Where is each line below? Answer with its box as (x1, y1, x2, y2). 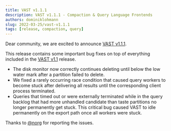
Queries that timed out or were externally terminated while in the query (12, 93, 163, 100)
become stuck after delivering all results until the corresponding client (12, 83, 161, 89)
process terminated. (12, 88, 55, 94)
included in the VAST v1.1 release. (5, 56, 76, 62)
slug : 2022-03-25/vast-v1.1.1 (5, 22, 70, 27)
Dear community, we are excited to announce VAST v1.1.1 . (5, 41, 127, 47)
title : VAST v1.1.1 (5, 7, 47, 13)
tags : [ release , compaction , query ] (5, 27, 84, 32)
